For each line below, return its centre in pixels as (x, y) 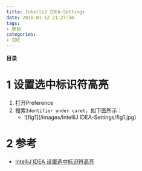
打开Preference (34, 102)
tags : (13, 23)
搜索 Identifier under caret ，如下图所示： (69, 110)
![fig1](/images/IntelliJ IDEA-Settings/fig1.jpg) (80, 117)
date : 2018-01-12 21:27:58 (40, 18)
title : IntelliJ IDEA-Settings (46, 12)
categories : (21, 35)
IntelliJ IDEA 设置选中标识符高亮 (55, 161)
